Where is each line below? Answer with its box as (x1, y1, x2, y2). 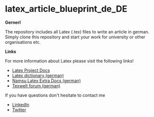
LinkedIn (12, 101, 30, 107)
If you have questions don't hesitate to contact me (5, 92, 106, 98)
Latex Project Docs (12, 67, 50, 73)
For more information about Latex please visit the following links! (5, 58, 134, 64)
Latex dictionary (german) (12, 72, 64, 78)
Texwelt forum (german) (12, 83, 61, 88)
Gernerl (5, 19, 21, 25)
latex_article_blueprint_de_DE (5, 3, 127, 15)
